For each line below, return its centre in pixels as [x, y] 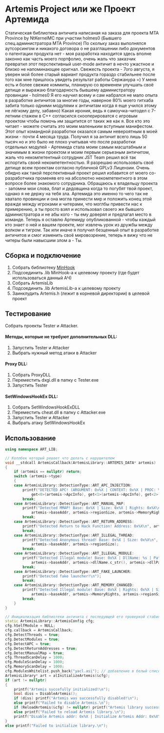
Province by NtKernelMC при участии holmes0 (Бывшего [63, 38]
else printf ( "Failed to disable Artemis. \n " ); [62, 703]
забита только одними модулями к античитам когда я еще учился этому [81, 105]
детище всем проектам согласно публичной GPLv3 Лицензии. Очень [77, 167]
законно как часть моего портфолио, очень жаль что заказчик [70, 59]
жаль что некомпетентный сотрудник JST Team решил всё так [71, 157]
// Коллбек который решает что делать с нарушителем [60, 458]
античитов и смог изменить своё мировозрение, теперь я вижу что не [79, 235]
